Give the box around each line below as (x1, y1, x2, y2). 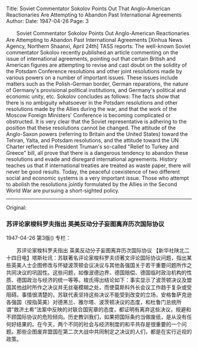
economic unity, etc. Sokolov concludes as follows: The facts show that (6, 93, 180, 100)
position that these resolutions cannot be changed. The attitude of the (6, 124, 176, 131)
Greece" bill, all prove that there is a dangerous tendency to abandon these (6, 149, 189, 156)
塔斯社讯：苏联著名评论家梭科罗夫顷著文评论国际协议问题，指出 (31, 254, 187, 262)
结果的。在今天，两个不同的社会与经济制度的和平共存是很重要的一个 (16, 321, 181, 328)
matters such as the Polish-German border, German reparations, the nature (6, 80, 189, 87)
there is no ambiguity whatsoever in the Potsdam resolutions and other (6, 99, 178, 106)
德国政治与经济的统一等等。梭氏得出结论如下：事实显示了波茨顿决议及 (16, 277, 187, 284)
